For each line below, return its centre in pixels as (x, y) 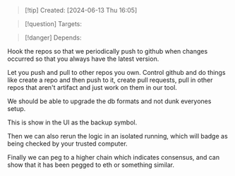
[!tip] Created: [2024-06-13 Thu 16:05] (81, 10)
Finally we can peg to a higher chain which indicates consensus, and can (114, 157)
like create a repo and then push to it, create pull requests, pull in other (110, 80)
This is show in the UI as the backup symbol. (72, 122)
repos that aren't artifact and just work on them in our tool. (92, 87)
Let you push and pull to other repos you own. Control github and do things (116, 72)
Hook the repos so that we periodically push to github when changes (108, 51)
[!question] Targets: (53, 24)
